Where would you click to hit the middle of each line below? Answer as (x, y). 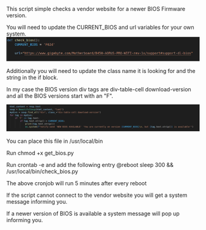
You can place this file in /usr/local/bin (55, 141)
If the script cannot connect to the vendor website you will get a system (97, 195)
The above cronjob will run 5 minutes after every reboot (77, 183)
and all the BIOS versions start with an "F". (60, 96)
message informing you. (37, 201)
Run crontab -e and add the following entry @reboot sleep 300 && (90, 164)
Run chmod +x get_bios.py (40, 153)
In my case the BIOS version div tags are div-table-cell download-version (99, 89)
